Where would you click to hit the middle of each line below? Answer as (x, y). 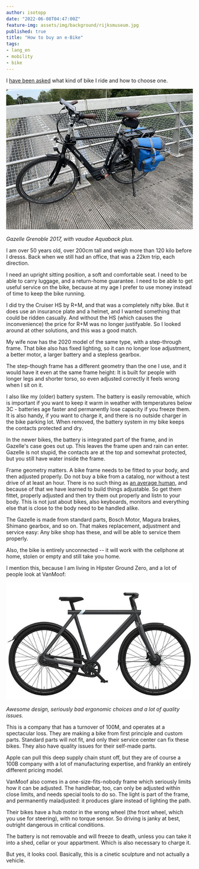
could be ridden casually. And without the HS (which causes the (84, 318)
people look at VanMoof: (36, 574)
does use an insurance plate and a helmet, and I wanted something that (93, 311)
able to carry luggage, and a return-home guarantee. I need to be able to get (99, 281)
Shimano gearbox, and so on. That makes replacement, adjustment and (93, 526)
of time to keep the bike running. (46, 293)
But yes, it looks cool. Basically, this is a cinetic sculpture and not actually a (98, 854)
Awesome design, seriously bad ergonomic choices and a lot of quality (93, 709)
